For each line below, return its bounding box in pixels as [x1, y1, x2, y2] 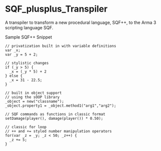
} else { [5, 73, 23, 78]
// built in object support [5, 90, 62, 95]
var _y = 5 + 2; [5, 52, 38, 57]
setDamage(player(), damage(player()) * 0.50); [5, 116, 104, 121]
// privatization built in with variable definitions [5, 43, 117, 48]
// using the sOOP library [5, 94, 60, 99]
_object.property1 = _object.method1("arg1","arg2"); [5, 103, 117, 108]
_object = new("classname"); [5, 99, 64, 104]
